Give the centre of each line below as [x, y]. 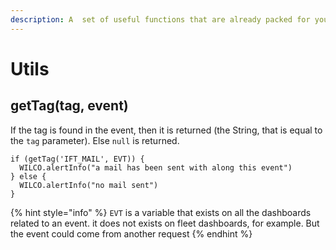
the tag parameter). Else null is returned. [95, 140]
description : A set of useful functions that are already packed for [160, 19]
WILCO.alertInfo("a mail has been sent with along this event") [156, 167]
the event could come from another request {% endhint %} [131, 233]
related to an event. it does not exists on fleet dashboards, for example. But [165, 223]
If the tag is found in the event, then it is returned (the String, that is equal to [166, 130]
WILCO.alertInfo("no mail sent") [89, 185]
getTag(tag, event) [69, 106]
